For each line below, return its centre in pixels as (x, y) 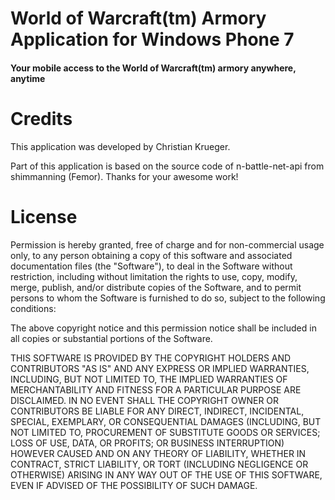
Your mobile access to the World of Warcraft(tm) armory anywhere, (153, 68)
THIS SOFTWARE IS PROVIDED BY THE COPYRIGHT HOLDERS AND (151, 358)
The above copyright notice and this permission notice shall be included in (163, 328)
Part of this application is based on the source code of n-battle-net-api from (167, 166)
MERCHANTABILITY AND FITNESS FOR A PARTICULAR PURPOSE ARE (156, 389)
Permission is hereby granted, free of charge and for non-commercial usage (167, 244)
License (44, 216)
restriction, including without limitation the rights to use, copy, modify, (154, 276)
